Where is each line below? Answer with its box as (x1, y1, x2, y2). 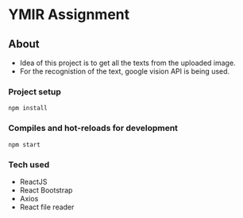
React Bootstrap (19, 185, 73, 195)
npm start (8, 140, 41, 148)
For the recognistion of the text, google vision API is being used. (19, 67, 230, 76)
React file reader (19, 202, 75, 212)
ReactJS (19, 177, 48, 186)
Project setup (8, 86, 61, 97)
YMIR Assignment (8, 6, 130, 24)
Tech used (8, 159, 50, 170)
